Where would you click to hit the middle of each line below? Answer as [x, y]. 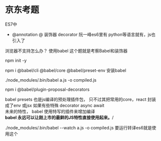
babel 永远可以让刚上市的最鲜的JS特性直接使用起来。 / [59, 117]
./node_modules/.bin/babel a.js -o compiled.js [51, 80]
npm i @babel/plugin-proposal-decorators [47, 89]
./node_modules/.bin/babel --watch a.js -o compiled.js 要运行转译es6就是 [79, 127]
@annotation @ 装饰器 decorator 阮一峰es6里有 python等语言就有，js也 [84, 34]
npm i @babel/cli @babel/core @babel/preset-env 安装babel [66, 70]
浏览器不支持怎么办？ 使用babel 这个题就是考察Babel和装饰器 [66, 51]
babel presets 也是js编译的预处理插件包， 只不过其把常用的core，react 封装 [80, 99]
